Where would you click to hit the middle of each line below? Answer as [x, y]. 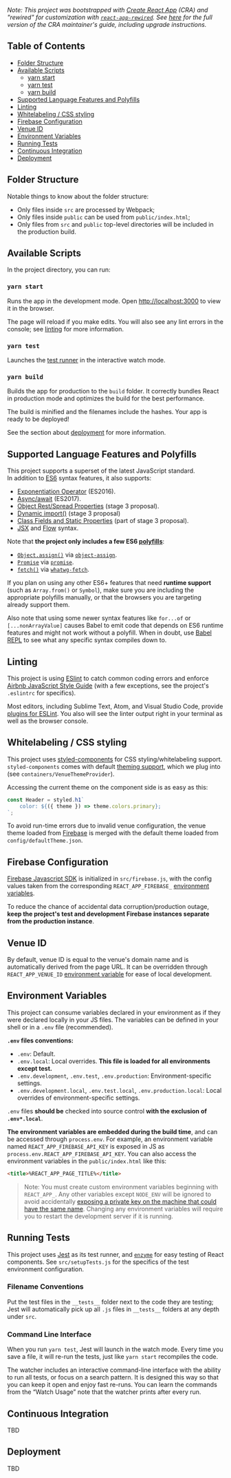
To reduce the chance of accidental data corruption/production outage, [108, 907]
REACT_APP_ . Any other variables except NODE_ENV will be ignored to [118, 1194]
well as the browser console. [48, 721]
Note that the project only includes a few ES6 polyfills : [86, 542]
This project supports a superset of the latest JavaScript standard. [101, 471]
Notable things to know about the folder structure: [78, 196]
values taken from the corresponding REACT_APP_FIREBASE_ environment [108, 886]
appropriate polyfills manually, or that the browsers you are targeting [104, 597]
